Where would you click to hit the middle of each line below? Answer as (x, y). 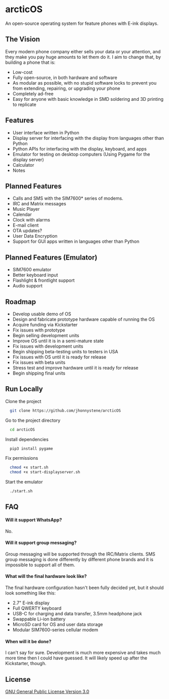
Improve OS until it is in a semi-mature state (58, 341)
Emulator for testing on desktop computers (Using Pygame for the (81, 154)
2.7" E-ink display (31, 603)
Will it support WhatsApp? (34, 520)
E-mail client (26, 225)
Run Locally (24, 389)
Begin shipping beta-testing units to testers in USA (65, 352)
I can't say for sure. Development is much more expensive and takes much (83, 653)
